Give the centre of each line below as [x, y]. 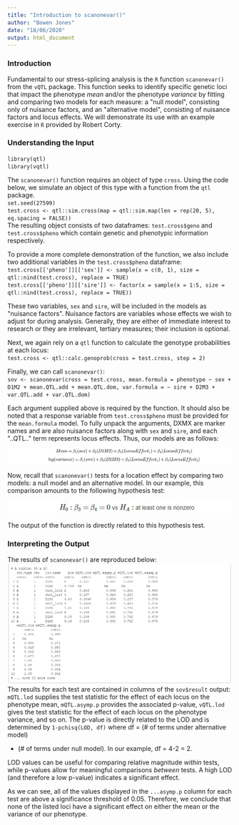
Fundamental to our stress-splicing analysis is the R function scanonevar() [116, 79]
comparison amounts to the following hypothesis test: [86, 491]
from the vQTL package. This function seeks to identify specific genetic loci [117, 86]
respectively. [26, 240]
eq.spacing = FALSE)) [40, 218]
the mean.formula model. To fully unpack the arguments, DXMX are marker [117, 423]
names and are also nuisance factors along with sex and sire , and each [112, 431]
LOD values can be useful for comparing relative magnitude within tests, [113, 762]
